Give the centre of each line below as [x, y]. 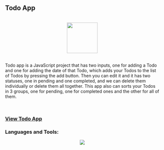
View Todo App [24, 119]
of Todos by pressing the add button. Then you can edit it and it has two [78, 75]
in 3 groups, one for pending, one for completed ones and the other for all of [82, 91]
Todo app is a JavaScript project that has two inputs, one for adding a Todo [81, 65]
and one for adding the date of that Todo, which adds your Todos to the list [81, 70]
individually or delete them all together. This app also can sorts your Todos [80, 86]
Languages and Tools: [32, 132]
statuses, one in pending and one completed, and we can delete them [75, 81]
